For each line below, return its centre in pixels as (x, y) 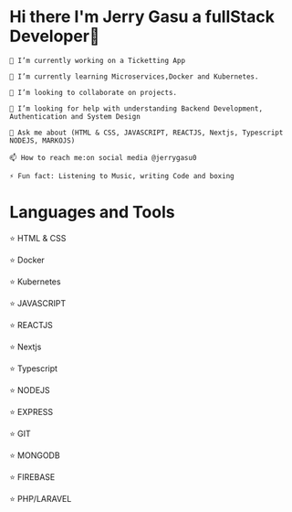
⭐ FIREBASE (32, 476)
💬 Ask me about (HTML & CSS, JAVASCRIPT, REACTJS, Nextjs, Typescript (146, 133)
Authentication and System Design (75, 116)
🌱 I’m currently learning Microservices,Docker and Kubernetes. (134, 76)
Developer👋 (55, 36)
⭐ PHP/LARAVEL (41, 498)
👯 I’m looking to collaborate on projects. (94, 92)
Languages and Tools (92, 213)
